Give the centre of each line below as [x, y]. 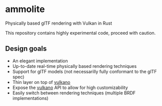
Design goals [26, 49]
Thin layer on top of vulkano [41, 82]
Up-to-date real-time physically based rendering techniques [74, 66]
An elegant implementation [40, 61]
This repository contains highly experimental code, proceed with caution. [80, 33]
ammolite [25, 9]
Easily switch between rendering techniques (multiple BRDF [74, 93]
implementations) [30, 98]
